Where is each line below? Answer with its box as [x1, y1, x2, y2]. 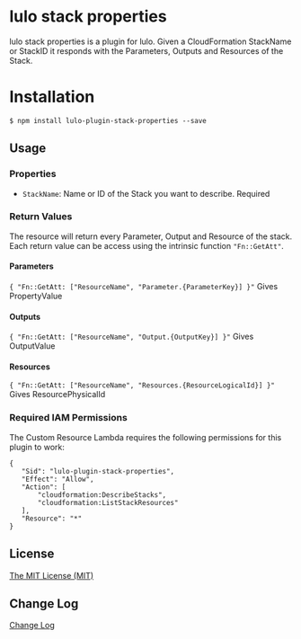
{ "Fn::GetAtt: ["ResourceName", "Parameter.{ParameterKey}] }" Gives [9, 281, 279, 292]
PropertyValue [9, 290, 63, 302]
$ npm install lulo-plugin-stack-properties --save [9, 116, 207, 125]
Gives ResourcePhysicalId [9, 389, 106, 400]
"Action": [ [21, 483, 66, 492]
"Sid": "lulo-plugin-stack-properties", [21, 466, 175, 475]
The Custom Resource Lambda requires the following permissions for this [9, 431, 282, 442]
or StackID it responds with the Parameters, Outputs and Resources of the [9, 45, 284, 56]
